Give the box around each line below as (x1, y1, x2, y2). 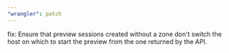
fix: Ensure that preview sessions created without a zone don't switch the (7, 30, 222, 38)
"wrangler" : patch (7, 10, 62, 18)
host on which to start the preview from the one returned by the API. (7, 37, 208, 46)
